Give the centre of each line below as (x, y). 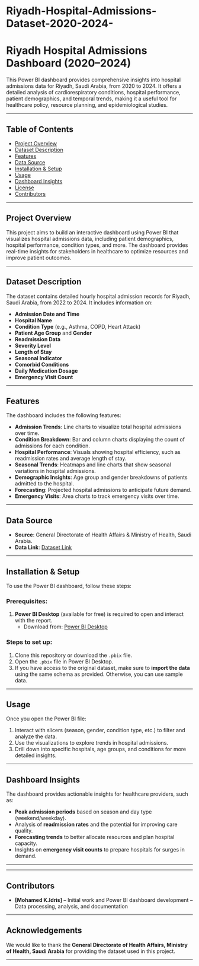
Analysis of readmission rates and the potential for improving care (96, 824)
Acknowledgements (44, 931)
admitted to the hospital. (44, 484)
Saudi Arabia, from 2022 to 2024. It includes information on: (79, 302)
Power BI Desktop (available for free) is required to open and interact (99, 614)
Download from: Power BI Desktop (65, 627)
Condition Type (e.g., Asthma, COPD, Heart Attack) (78, 326)
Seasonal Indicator (38, 358)
